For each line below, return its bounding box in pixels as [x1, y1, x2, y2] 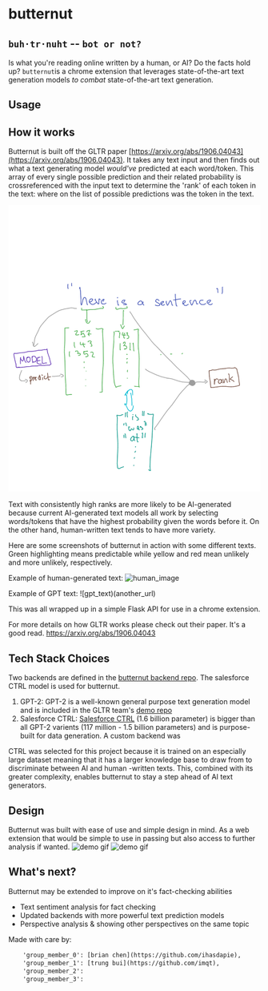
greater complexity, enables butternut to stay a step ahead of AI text [8, 772, 234, 782]
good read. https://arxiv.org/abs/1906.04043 [8, 628, 156, 638]
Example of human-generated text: [8, 574, 124, 583]
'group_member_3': [22, 975, 84, 983]
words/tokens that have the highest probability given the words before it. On [8, 517, 260, 526]
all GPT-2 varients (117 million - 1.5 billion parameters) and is [19, 723, 218, 732]
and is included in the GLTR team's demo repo [19, 706, 173, 715]
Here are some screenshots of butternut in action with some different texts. [8, 541, 257, 550]
